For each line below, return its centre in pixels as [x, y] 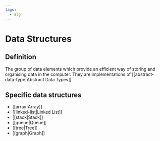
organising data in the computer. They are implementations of [68, 74]
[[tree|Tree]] [25, 128]
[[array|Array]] [27, 107]
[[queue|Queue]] [29, 123]
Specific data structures [43, 95]
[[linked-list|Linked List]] [37, 112]
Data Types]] [58, 79]
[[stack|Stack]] [27, 117]
